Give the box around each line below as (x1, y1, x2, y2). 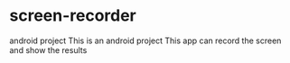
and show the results (9, 44, 88, 55)
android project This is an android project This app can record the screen (9, 35, 282, 46)
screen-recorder (9, 5, 137, 26)
